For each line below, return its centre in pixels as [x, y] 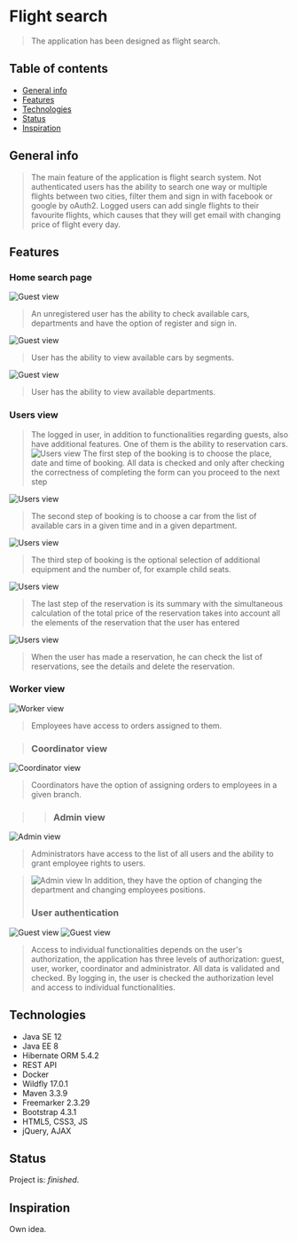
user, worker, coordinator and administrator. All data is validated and [156, 968]
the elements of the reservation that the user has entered [135, 622]
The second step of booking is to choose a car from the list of [144, 515]
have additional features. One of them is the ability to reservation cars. [159, 444]
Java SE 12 [42, 1036]
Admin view [79, 818]
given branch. [56, 795]
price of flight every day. [76, 224]
